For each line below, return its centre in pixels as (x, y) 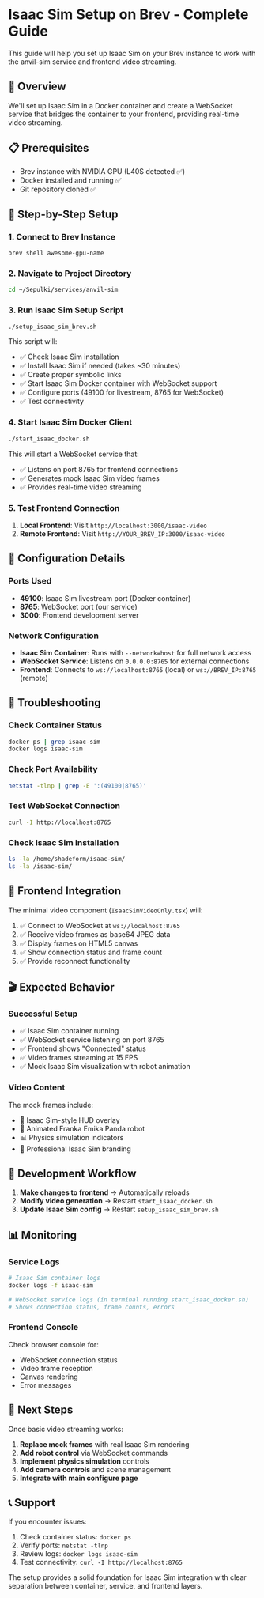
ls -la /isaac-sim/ (40, 866)
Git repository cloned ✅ (58, 189)
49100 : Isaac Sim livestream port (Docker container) (105, 598)
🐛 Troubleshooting (55, 703)
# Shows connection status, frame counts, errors (92, 1307)
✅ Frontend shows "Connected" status (83, 1048)
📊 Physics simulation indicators (72, 1137)
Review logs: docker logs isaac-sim (79, 1554)
